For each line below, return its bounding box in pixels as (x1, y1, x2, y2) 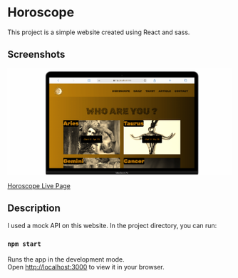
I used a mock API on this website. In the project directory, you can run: (7, 221, 217, 230)
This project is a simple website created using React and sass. (7, 28, 190, 36)
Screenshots (7, 48, 66, 61)
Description (7, 202, 61, 215)
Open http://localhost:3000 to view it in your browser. (7, 262, 165, 271)
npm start (7, 240, 41, 248)
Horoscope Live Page (7, 181, 71, 190)
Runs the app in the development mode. (7, 254, 125, 264)
